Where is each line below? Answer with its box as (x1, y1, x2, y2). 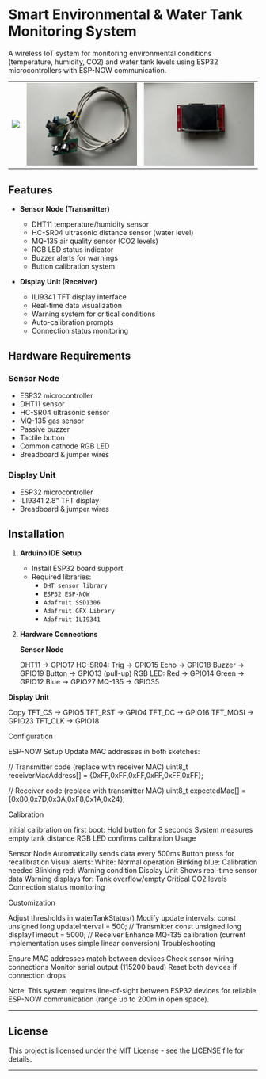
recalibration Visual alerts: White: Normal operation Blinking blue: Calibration (8, 857, 258, 867)
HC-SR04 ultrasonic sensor (19, 407, 110, 417)
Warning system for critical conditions (31, 309, 156, 318)
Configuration (8, 731, 54, 742)
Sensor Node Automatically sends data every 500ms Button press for (8, 849, 235, 859)
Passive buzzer (19, 424, 70, 433)
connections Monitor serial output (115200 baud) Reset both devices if (8, 963, 237, 972)
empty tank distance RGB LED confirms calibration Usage (8, 833, 196, 843)
